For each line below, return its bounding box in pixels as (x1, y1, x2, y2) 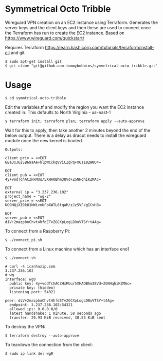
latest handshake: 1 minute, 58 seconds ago (9, 311, 101, 316)
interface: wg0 (5, 277, 36, 282)
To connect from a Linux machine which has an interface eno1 (5, 246, 129, 252)
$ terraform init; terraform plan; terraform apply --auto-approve (5, 118, 145, 124)
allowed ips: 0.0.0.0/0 (9, 306, 57, 311)
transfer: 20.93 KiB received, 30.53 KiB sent (9, 315, 106, 320)
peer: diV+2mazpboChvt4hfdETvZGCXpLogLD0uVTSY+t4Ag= (5, 298, 114, 303)
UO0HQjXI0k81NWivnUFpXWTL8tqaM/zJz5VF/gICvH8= (5, 202, 101, 208)
